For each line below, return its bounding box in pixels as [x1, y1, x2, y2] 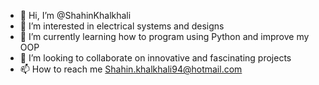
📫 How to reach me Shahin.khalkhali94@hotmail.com [19, 63, 243, 75]
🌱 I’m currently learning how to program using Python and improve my [19, 31, 310, 42]
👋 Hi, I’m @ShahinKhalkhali [19, 10, 132, 21]
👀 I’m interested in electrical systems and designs [19, 20, 225, 32]
